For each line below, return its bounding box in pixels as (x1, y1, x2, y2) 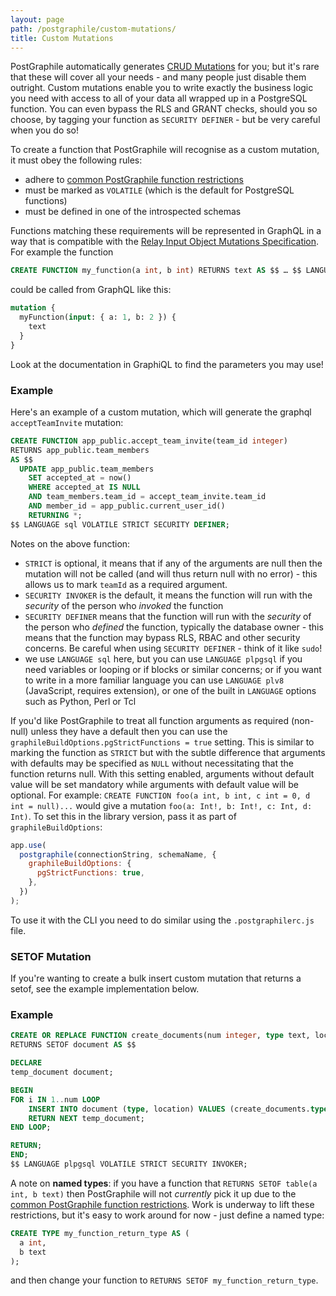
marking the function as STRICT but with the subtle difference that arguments (10, 746, 326, 758)
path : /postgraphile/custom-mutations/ (10, 24, 177, 34)
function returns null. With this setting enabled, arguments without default (10, 767, 315, 780)
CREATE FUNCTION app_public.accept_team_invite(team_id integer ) (10, 436, 288, 446)
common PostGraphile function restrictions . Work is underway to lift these (10, 1198, 315, 1210)
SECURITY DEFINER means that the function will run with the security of (24, 610, 312, 622)
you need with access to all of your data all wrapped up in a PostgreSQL (10, 92, 308, 105)
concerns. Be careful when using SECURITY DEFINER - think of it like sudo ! (24, 642, 323, 654)
